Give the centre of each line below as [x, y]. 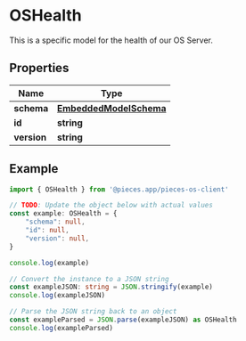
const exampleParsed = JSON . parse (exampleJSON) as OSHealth [123, 320]
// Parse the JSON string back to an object [93, 312]
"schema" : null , [56, 222]
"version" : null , [57, 238]
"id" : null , [47, 231]
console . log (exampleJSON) [57, 296]
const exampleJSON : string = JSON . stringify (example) [111, 287]
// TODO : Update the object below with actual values [111, 206]
